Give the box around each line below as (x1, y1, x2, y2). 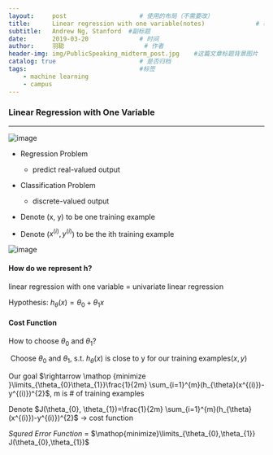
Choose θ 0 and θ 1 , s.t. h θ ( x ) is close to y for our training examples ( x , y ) (10, 353, 248, 365)
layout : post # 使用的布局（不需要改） (8, 11, 214, 20)
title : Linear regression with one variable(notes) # (8, 20, 260, 28)
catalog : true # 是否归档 (8, 58, 171, 66)
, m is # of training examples (50, 388, 145, 399)
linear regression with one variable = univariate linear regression (8, 282, 224, 291)
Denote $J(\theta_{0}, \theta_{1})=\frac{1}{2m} (8, 405, 164, 414)
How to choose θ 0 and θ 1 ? (8, 335, 97, 348)
